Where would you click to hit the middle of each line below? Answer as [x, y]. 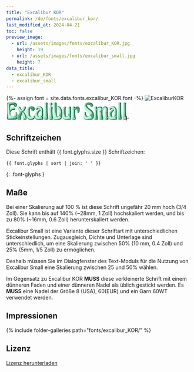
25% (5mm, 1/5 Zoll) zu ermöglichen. [51, 250]
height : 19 [30, 50]
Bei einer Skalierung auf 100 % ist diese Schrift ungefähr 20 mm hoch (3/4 [96, 207]
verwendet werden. [30, 297]
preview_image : [25, 37]
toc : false [19, 31]
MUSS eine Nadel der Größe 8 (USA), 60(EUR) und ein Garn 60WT [87, 291]
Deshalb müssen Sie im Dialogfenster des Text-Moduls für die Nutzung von [97, 261]
